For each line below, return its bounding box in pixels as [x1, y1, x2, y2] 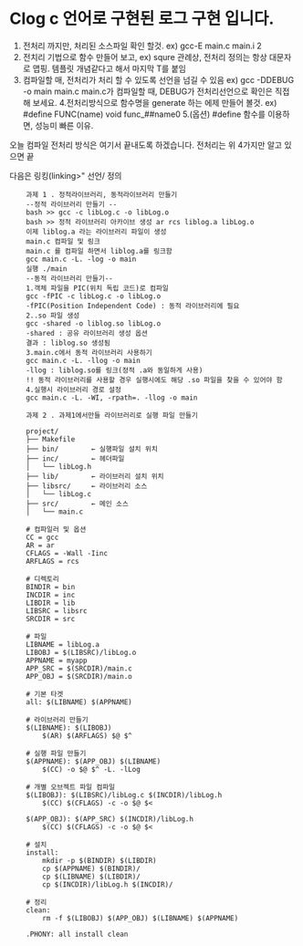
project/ [26, 426, 59, 436]
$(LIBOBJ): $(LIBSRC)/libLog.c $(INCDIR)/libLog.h [26, 790, 223, 799]
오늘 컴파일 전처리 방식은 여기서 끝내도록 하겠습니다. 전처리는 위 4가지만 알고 [9, 139, 283, 151]
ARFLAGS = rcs [26, 556, 79, 566]
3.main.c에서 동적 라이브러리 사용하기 [26, 348, 152, 357]
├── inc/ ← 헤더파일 [26, 453, 125, 463]
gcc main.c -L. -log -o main [26, 255, 137, 264]
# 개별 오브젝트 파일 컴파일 [26, 782, 116, 792]
